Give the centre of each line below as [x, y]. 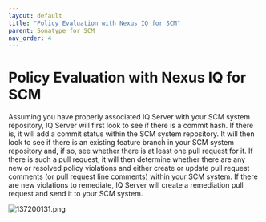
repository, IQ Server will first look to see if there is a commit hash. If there [131, 126]
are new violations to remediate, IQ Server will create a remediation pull [126, 185]
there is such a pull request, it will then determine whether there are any [127, 159]
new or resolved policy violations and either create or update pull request [129, 168]
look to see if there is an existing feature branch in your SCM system [121, 143]
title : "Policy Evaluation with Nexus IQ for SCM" [95, 23]
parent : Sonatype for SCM [51, 30]
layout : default [35, 16]
